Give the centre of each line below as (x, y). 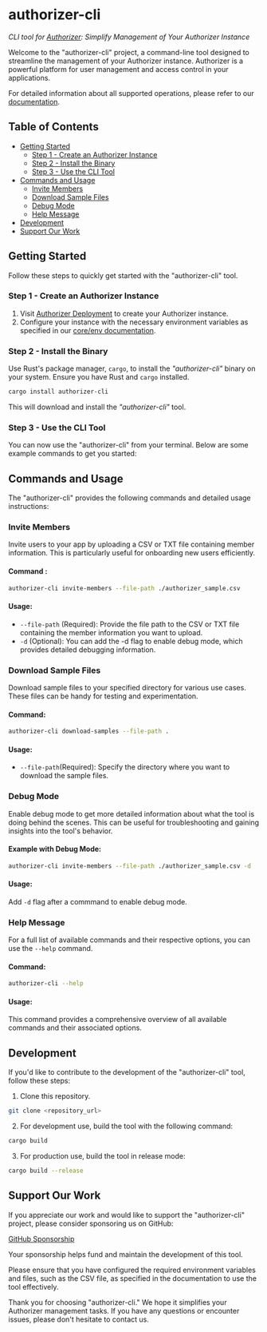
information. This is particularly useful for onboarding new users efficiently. (132, 553)
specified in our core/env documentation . (88, 330)
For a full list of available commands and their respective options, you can (130, 940)
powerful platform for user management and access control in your (118, 69)
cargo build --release (46, 1171)
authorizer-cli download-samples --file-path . (89, 732)
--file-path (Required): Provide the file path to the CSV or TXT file (130, 624)
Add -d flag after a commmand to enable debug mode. (98, 901)
